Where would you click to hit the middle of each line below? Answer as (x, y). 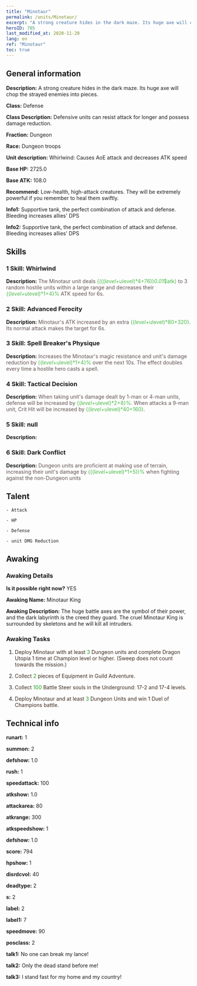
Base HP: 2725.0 (26, 169)
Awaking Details (30, 576)
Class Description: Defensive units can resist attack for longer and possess (98, 117)
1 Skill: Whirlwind (31, 268)
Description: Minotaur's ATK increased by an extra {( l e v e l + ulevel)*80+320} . (98, 322)
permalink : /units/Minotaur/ (42, 17)
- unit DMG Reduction (33, 541)
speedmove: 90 (26, 931)
